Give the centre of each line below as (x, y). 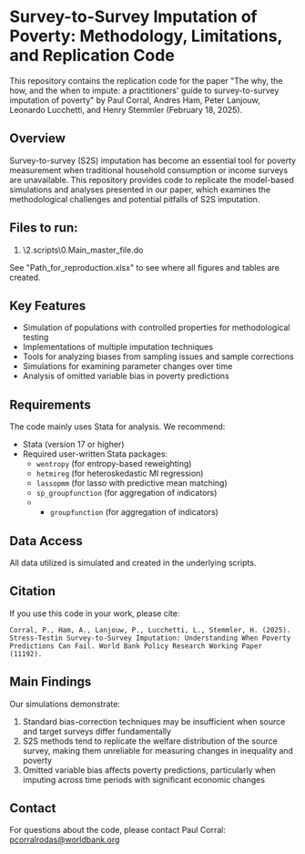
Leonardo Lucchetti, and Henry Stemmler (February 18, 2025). (126, 109)
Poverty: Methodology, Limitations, (146, 36)
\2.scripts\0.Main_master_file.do (83, 250)
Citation (33, 591)
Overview (38, 139)
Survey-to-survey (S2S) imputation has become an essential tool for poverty (153, 160)
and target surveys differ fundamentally (97, 731)
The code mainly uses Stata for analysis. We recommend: (117, 427)
